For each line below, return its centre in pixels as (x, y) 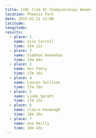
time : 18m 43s (28, 128)
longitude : (16, 28)
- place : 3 (21, 64)
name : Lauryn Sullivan (37, 82)
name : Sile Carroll (34, 42)
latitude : (15, 23)
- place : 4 (21, 78)
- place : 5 (21, 92)
